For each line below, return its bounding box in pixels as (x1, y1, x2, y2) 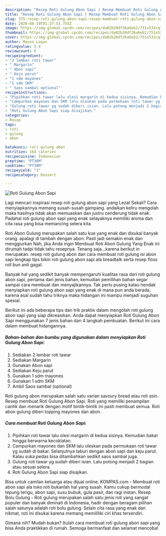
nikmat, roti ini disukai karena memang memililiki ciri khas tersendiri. (5, 510, 144, 516)
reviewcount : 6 (5, 48, 37, 53)
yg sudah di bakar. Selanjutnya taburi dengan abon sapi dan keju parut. (12, 448, 157, 454)
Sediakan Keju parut (12, 368, 53, 373)
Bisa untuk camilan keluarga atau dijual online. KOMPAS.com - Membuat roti (5, 479, 161, 485)
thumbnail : (5, 30, 28, 35)
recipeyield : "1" (5, 167, 41, 173)
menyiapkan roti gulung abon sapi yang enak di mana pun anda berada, (5, 287, 151, 293)
